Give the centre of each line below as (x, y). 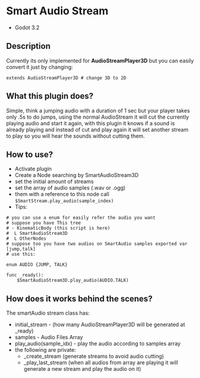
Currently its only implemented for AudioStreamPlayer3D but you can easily (100, 60)
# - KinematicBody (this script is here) (58, 228)
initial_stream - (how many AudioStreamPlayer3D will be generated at (100, 325)
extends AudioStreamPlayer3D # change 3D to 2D (66, 78)
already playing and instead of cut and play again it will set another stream (97, 129)
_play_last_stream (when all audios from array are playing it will (101, 362)
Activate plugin (33, 169)
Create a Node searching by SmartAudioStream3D (76, 175)
